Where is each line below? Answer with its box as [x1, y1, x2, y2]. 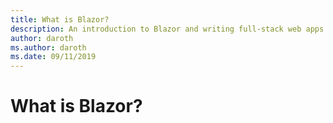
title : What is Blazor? [10, 14, 110, 25]
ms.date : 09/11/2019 [10, 52, 97, 62]
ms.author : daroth [10, 42, 87, 53]
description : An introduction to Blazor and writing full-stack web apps [10, 24, 325, 34]
